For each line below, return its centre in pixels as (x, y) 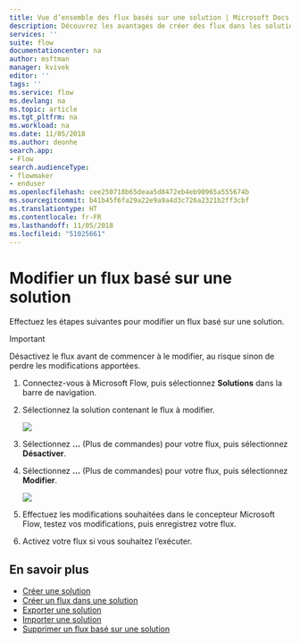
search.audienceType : (50, 167)
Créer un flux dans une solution (80, 601)
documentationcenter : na (55, 51)
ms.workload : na (39, 126)
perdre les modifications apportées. (75, 366)
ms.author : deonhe (43, 142)
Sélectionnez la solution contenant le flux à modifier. (118, 410)
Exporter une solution (62, 610)
